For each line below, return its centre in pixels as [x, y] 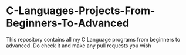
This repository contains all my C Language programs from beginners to [93, 39]
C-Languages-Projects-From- [81, 11]
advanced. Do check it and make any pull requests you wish [79, 46]
